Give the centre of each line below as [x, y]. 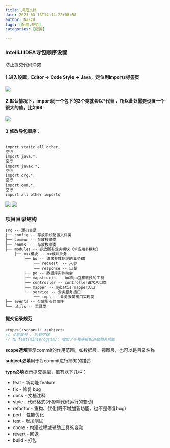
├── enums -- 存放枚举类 [31, 245]
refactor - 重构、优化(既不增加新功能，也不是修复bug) [69, 408]
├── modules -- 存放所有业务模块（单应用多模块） [53, 249]
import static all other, [33, 147]
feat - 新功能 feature [34, 382]
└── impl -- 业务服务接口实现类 [63, 297]
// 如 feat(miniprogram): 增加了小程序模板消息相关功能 [60, 339]
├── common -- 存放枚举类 [31, 240]
